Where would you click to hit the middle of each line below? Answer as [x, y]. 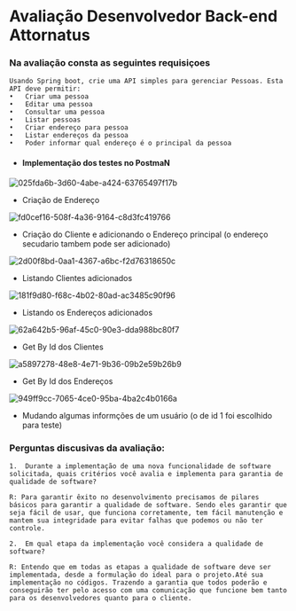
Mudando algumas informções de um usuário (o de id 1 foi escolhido [147, 415]
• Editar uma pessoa [51, 105]
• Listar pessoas [45, 120]
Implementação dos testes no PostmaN [96, 163]
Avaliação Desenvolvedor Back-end [144, 16]
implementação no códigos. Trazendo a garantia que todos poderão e [138, 583]
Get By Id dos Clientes [62, 347]
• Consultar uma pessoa [57, 113]
